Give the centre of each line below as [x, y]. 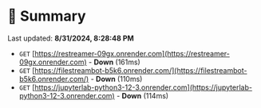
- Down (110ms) [117, 79]
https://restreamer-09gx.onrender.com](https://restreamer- [132, 53]
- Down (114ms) [142, 95]
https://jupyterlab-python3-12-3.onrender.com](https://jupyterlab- [144, 87]
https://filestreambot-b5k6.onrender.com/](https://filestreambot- [141, 70]
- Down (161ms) [114, 62]
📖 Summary [47, 16]
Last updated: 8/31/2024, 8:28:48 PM [71, 38]
